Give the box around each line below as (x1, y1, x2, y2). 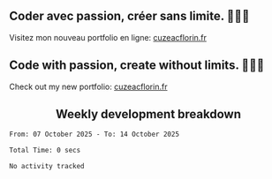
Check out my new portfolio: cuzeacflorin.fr (9, 81, 168, 92)
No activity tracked (9, 162, 86, 171)
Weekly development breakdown (56, 107, 241, 122)
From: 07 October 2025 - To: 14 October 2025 (9, 130, 179, 139)
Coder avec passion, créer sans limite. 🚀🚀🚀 (9, 9, 250, 24)
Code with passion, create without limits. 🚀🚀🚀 (9, 58, 265, 73)
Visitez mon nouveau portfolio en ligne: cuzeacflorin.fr (9, 32, 208, 42)
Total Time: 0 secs (9, 146, 81, 155)
